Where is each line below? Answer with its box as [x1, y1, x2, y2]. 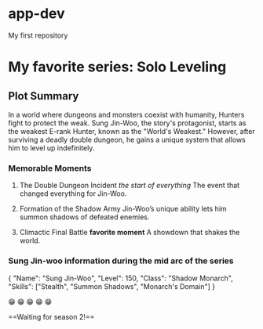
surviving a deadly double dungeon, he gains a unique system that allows [8, 135, 246, 144]
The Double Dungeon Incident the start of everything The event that [19, 181, 240, 190]
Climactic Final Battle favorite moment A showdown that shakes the [19, 228, 240, 237]
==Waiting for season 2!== [8, 312, 95, 321]
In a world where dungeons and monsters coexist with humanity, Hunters [8, 110, 245, 119]
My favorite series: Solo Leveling [8, 58, 227, 76]
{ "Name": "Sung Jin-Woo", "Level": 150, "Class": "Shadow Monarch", [8, 273, 233, 283]
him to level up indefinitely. [8, 143, 95, 153]
